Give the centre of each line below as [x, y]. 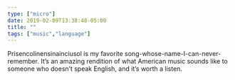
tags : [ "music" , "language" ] [49, 34]
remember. [23, 62]
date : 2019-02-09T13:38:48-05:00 [57, 21]
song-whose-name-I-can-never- [173, 54]
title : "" [22, 27]
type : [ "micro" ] [31, 14]
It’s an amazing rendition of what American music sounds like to [134, 62]
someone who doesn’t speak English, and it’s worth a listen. [95, 69]
